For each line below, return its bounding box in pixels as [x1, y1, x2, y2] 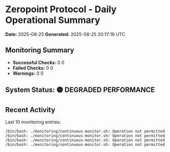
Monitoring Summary [5, 46, 75, 54]
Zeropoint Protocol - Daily [5, 4, 117, 15]
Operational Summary [5, 14, 100, 26]
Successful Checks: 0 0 [12, 59, 65, 66]
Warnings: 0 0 [12, 70, 44, 76]
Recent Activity [5, 105, 55, 114]
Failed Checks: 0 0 [12, 65, 53, 71]
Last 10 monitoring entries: [5, 118, 61, 125]
